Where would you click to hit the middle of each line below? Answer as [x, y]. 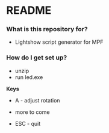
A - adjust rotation [37, 100]
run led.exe [29, 77]
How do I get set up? [37, 58]
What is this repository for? [47, 29]
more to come [32, 112]
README [29, 10]
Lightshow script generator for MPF [59, 42]
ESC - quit [28, 123]
